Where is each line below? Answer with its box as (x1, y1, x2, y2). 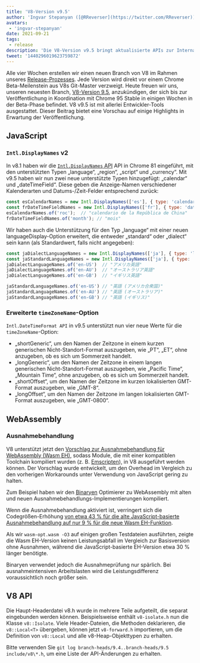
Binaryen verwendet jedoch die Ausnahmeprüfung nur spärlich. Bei (6, 561, 171, 568)
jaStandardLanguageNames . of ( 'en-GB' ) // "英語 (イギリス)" (6, 294, 151, 301)
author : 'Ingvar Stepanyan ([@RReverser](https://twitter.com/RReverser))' (6, 14, 198, 20)
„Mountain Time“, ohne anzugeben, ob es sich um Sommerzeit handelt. (14, 371, 189, 379)
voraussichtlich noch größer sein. (6, 574, 88, 581)
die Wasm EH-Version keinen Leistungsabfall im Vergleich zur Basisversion (6, 537, 190, 544)
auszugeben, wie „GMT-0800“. (33, 397, 110, 404)
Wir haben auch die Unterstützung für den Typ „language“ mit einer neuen (6, 226, 189, 233)
